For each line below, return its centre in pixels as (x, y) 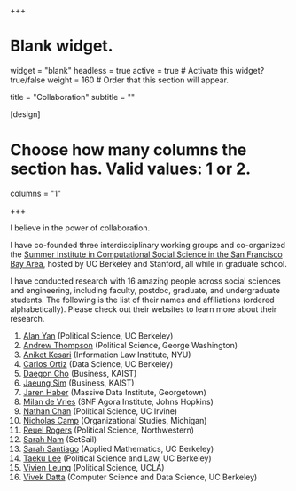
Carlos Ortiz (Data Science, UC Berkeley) (98, 363)
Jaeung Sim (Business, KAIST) (78, 383)
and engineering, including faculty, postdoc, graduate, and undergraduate (145, 290)
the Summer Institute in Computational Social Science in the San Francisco (146, 254)
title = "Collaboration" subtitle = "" (73, 97)
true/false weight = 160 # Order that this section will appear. (120, 80)
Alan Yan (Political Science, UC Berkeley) (98, 335)
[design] (25, 114)
